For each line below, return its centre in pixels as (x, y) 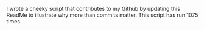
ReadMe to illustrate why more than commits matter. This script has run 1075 (102, 15)
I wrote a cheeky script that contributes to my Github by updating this (93, 9)
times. (14, 21)
